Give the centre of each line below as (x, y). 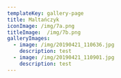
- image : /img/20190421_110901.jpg (64, 58)
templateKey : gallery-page (45, 13)
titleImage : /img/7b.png (44, 32)
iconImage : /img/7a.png (41, 26)
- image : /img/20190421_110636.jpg (64, 45)
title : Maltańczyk (33, 20)
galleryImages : (29, 39)
